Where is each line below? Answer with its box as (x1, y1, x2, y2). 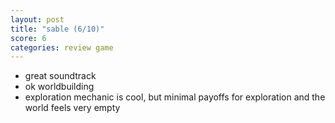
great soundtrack (24, 70, 97, 82)
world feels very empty (24, 102, 121, 114)
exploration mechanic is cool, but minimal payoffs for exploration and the (24, 91, 326, 103)
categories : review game (10, 42, 114, 53)
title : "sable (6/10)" (10, 24, 105, 34)
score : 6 (10, 33, 47, 43)
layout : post (10, 14, 65, 25)
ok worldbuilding (24, 81, 95, 93)
